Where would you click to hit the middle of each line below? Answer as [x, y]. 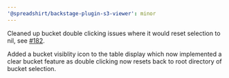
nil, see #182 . [26, 40]
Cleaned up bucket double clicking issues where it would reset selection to [114, 33]
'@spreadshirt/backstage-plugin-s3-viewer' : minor [82, 13]
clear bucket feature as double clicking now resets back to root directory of [115, 61]
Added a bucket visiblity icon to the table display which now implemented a [114, 54]
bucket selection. [32, 68]
